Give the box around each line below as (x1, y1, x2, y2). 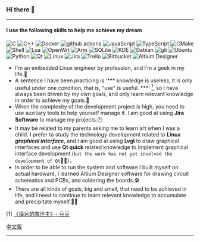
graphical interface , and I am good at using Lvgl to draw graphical (14, 137, 180, 145)
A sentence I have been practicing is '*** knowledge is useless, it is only (14, 77, 193, 84)
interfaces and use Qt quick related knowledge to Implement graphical (14, 144, 189, 151)
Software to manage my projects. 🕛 (14, 116, 103, 123)
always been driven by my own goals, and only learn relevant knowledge (14, 91, 193, 98)
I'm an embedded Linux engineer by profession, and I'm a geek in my (14, 64, 185, 71)
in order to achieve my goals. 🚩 (14, 97, 90, 104)
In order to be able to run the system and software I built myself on (14, 164, 179, 171)
